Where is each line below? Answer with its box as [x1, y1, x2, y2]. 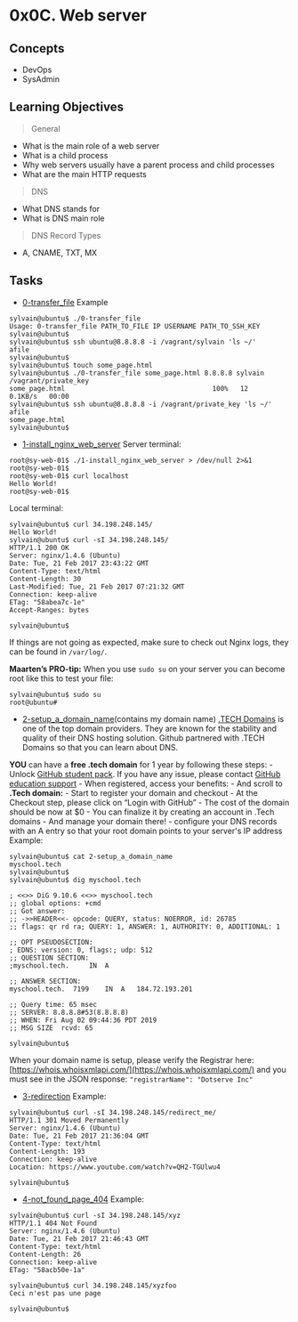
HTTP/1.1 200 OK [9, 543, 69, 552]
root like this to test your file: [9, 673, 114, 684]
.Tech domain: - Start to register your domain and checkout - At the [9, 787, 258, 798]
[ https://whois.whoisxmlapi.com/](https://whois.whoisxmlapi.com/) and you [9, 1064, 286, 1075]
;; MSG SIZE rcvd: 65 [9, 1023, 93, 1033]
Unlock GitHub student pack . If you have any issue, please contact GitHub [9, 768, 281, 779]
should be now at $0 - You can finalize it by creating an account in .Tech [9, 807, 275, 817]
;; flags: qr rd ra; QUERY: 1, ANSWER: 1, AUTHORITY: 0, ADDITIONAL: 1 [9, 922, 280, 931]
